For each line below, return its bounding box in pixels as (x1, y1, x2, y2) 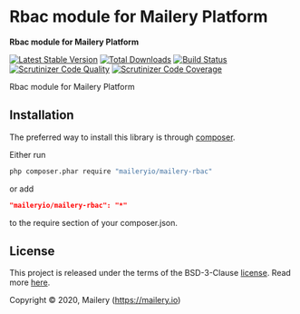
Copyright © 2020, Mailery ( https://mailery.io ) (9, 295, 181, 306)
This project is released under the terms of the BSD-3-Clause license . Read (9, 268, 292, 279)
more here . (9, 277, 51, 288)
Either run (9, 149, 46, 160)
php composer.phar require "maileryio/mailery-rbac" (9, 166, 213, 176)
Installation (9, 107, 74, 123)
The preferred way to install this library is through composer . (9, 132, 236, 142)
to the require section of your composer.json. (9, 217, 179, 228)
